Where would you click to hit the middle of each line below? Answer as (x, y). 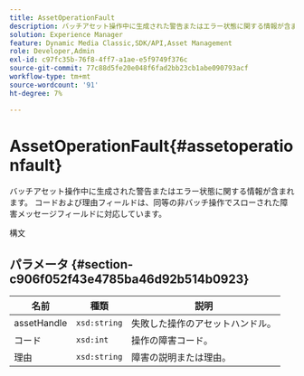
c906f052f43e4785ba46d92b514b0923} (129, 279)
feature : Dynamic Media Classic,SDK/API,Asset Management (121, 43)
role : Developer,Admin (52, 52)
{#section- (102, 264)
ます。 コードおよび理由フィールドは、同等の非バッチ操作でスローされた (145, 202)
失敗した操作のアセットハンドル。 (204, 324)
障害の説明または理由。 (181, 358)
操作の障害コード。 (172, 341)
